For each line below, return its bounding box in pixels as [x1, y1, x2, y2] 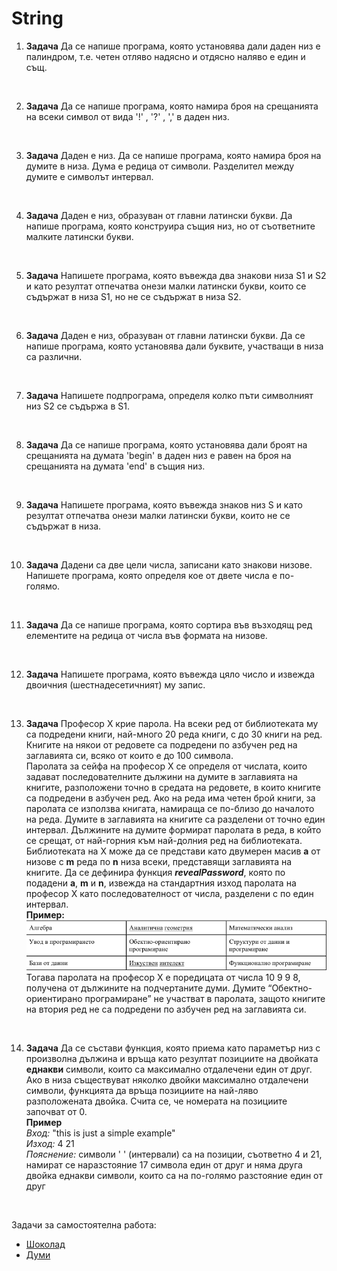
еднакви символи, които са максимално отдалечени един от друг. [25, 1063, 313, 1075]
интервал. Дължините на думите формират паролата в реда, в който [25, 823, 322, 836]
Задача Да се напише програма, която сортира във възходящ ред [25, 618, 313, 631]
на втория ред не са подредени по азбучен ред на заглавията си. [25, 1003, 307, 1015]
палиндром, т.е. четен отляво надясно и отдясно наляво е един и [25, 50, 306, 62]
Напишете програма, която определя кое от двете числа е [25, 569, 278, 581]
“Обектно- [267, 982, 313, 994]
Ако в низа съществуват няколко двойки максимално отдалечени [25, 1073, 309, 1086]
